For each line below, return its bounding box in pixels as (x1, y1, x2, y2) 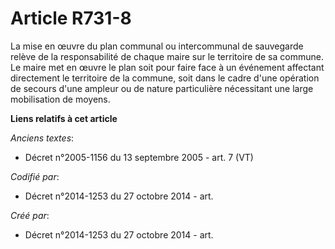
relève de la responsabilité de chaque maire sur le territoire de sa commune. (10, 50, 324, 62)
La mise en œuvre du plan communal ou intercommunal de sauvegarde (10, 40, 304, 52)
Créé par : (10, 209, 50, 221)
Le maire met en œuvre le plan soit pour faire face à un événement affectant (10, 61, 325, 73)
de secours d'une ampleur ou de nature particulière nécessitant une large (10, 82, 314, 94)
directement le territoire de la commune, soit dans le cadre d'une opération (10, 72, 320, 84)
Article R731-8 (10, 7, 132, 30)
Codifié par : (10, 170, 60, 182)
